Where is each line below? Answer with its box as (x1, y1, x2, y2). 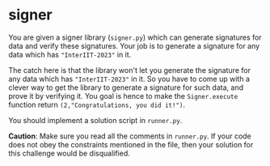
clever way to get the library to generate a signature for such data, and (8, 83, 244, 92)
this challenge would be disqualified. (8, 148, 131, 158)
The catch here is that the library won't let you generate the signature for (8, 65, 251, 74)
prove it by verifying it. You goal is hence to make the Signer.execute (8, 91, 238, 100)
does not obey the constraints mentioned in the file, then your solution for (8, 139, 254, 149)
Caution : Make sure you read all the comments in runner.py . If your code (8, 131, 252, 141)
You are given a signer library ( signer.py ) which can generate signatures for (8, 32, 262, 42)
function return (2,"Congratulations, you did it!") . (8, 100, 186, 109)
